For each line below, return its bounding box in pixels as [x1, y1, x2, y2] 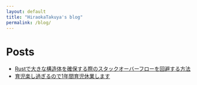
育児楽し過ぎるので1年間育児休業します [14, 73, 110, 80]
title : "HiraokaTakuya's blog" [6, 14, 83, 20]
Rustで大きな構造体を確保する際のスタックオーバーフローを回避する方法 [14, 66, 191, 73]
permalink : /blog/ [6, 19, 51, 25]
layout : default [6, 8, 46, 15]
